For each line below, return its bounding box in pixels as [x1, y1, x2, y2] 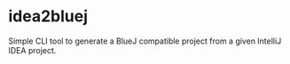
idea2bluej [8, 6, 89, 27]
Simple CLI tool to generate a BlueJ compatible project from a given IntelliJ [8, 36, 282, 46]
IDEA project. [8, 44, 57, 55]
